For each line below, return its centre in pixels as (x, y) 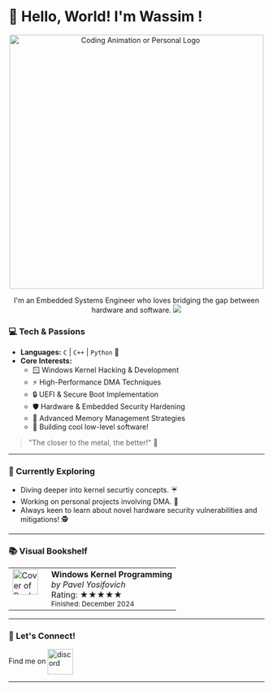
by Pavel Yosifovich (89, 585)
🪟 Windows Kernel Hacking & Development (106, 370)
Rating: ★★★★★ (87, 594)
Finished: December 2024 (93, 604)
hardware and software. (132, 310)
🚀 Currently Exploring (52, 472)
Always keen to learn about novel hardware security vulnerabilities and (139, 510)
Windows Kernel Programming (112, 574)
